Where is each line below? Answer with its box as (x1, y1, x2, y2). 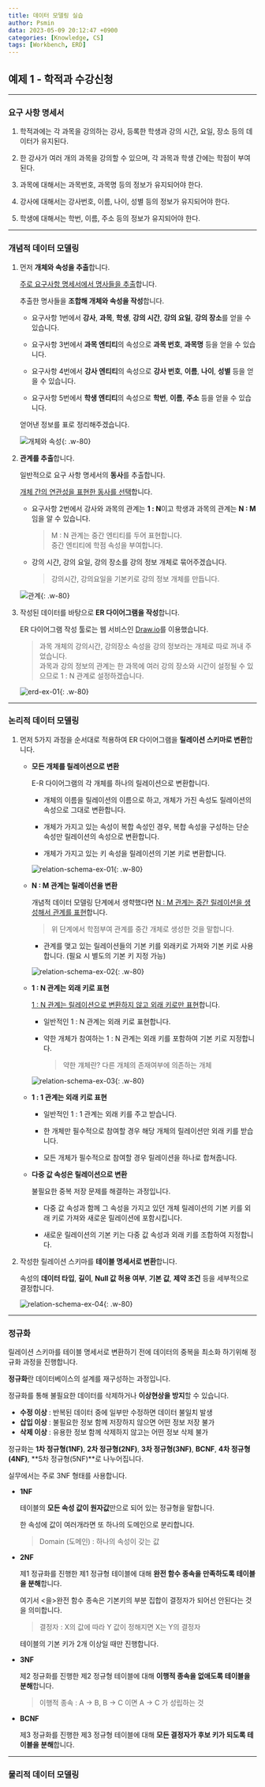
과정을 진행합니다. (22, 1357, 78, 1367)
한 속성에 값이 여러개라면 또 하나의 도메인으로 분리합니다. (19, 1520, 195, 1530)
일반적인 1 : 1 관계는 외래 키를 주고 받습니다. (43, 1109, 177, 1118)
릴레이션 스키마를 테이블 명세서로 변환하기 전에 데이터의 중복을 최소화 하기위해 (8, 1347, 248, 1357)
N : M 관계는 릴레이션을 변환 (31, 880, 118, 890)
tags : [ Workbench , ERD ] (8, 41, 87, 49)
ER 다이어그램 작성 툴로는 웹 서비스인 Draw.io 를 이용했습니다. (19, 624, 209, 634)
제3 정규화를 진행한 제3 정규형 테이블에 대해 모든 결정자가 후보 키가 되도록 (19, 1730, 246, 1740)
